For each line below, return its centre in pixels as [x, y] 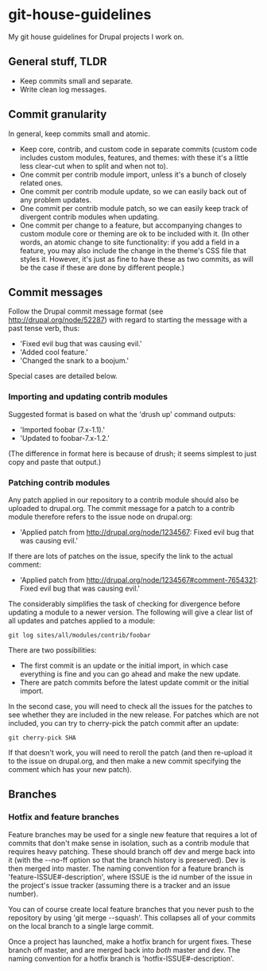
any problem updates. [56, 200]
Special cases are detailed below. [63, 376]
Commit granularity [58, 114]
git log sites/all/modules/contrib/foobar [79, 635]
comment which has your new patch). [70, 769]
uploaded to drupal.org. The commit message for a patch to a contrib [122, 508]
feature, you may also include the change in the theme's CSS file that [133, 250]
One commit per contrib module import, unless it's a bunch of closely [133, 174]
